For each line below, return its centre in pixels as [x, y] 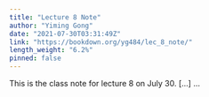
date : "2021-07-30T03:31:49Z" [65, 34]
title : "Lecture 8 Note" [55, 17]
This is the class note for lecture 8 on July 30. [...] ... [104, 83]
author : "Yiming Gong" [51, 26]
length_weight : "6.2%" [51, 50]
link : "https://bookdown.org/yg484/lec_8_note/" [101, 42]
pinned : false [36, 58]
